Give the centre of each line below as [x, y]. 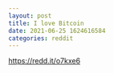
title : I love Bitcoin [46, 23]
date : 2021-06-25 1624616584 [57, 30]
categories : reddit [41, 38]
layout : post [30, 16]
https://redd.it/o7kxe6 [45, 61]
